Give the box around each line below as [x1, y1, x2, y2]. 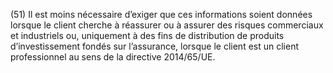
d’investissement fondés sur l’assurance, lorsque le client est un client [10, 40, 299, 52]
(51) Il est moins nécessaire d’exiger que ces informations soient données [10, 9, 313, 20]
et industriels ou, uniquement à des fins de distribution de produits [10, 30, 285, 41]
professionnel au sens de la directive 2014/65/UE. [10, 51, 216, 63]
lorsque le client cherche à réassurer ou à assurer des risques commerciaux [10, 19, 324, 31]
